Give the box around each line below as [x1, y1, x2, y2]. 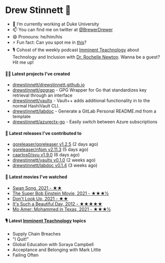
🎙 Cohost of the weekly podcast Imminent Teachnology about [12, 47, 140, 53]
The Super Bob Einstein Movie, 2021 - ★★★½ [12, 190, 109, 196]
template [12, 114, 31, 120]
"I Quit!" [12, 236, 29, 242]
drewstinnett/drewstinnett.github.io [12, 82, 85, 88]
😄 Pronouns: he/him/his [12, 33, 62, 39]
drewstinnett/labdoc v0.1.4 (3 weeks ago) [12, 162, 98, 168]
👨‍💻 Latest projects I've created [5, 71, 70, 77]
